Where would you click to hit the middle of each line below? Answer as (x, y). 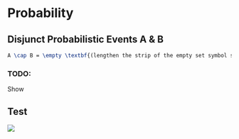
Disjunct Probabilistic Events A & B (85, 39)
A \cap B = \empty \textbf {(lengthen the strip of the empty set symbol (117, 55)
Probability (41, 13)
